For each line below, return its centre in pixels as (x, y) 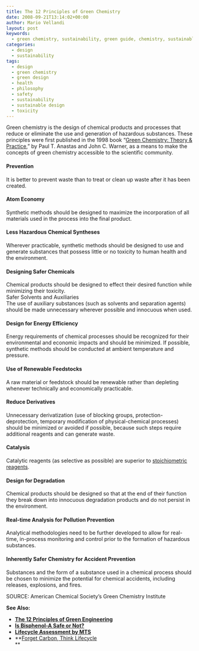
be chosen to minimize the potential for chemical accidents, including (91, 578)
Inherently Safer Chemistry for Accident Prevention (71, 559)
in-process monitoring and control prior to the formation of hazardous (105, 539)
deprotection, (23, 421)
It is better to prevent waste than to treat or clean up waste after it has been (98, 179)
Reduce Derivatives (31, 402)
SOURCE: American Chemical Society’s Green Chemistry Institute (86, 596)
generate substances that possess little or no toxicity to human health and (97, 252)
